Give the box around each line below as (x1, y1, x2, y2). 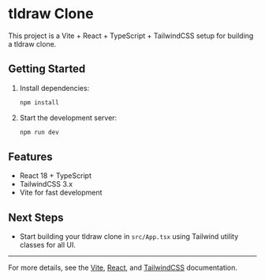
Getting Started (8, 62, 86, 76)
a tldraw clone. (8, 39, 57, 48)
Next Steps (8, 210, 64, 224)
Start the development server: (19, 112, 118, 123)
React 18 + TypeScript (19, 171, 92, 180)
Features (8, 149, 53, 163)
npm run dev (19, 128, 59, 136)
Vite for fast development (19, 187, 103, 198)
